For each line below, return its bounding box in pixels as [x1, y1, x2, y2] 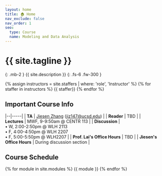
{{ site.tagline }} [5, 56, 72, 66]
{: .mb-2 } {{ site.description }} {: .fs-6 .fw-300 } [5, 71, 102, 77]
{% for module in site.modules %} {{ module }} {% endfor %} [5, 166, 127, 172]
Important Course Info [5, 100, 74, 109]
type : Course [9, 30, 36, 35]
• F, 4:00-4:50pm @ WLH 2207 [5, 129, 68, 135]
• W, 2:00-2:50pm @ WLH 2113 [5, 123, 68, 129]
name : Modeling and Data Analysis [9, 35, 79, 39]
